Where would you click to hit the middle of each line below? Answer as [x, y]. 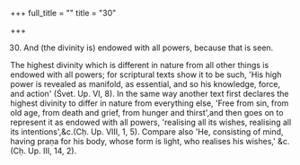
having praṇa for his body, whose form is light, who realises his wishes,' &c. [150, 141]
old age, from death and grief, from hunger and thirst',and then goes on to [147, 113]
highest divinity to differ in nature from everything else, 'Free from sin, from [150, 103]
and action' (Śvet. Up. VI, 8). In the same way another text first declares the [150, 94]
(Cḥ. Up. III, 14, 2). [44, 151]
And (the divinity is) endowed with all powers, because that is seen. [148, 48]
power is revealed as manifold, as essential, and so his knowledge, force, [146, 84]
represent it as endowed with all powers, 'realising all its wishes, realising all [151, 122]
